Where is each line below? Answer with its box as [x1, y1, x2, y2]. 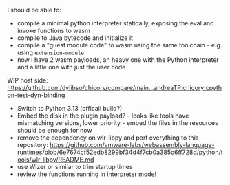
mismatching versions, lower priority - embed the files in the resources [17, 119, 218, 127]
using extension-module [17, 48, 85, 56]
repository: [17, 141, 48, 149]
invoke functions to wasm [17, 27, 91, 34]
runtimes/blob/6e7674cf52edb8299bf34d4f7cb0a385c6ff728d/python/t [17, 148, 223, 156]
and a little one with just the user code [17, 63, 126, 71]
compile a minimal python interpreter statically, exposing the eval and [17, 19, 215, 27]
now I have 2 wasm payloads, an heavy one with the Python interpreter [17, 56, 219, 64]
